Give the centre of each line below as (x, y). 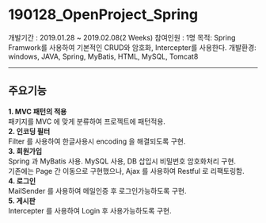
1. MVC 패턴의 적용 (38, 111)
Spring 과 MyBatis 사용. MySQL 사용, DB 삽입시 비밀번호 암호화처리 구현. (122, 161)
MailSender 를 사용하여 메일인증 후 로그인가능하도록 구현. (97, 190)
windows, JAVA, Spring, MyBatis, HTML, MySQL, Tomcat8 (103, 56)
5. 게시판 (22, 201)
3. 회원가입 (25, 151)
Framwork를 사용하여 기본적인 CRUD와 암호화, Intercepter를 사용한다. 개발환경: (133, 47)
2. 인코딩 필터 (29, 131)
